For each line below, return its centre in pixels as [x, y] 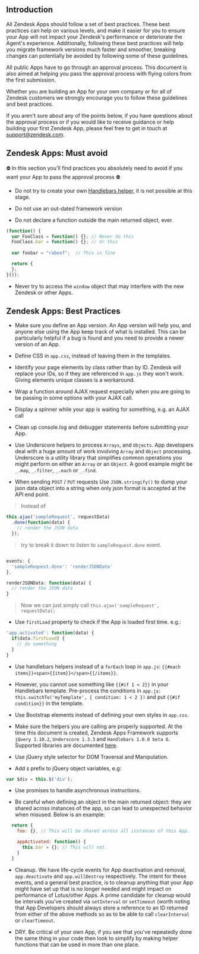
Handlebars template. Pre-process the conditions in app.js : [87, 691]
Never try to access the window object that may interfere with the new [99, 286]
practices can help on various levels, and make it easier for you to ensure [96, 30]
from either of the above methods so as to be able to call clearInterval [102, 914]
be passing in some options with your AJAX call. [74, 398]
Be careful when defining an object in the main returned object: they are [103, 802]
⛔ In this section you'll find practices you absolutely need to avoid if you [94, 168]
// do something [37, 644]
